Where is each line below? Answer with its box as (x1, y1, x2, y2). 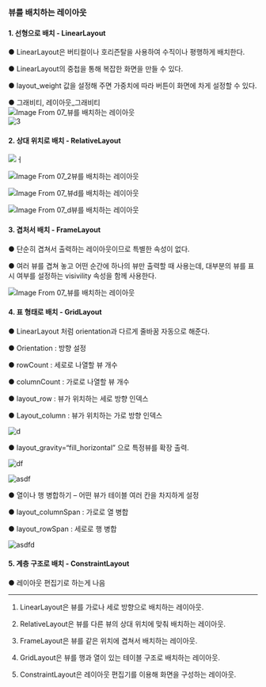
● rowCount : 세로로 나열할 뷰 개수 (8, 360, 118, 369)
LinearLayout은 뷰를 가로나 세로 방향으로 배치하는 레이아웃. (19, 602, 204, 612)
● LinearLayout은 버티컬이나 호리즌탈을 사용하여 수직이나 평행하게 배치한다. (8, 48, 245, 57)
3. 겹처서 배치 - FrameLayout (8, 224, 101, 235)
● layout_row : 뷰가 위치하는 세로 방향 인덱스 (8, 394, 149, 403)
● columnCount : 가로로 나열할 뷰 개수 (8, 376, 130, 386)
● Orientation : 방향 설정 (8, 343, 87, 353)
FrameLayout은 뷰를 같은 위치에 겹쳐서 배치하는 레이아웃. (19, 635, 198, 645)
